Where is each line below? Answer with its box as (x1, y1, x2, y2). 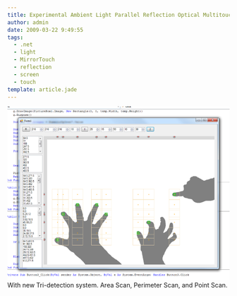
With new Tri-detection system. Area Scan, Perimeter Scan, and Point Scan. (7, 280, 228, 289)
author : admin (7, 18, 49, 26)
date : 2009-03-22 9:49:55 (7, 26, 83, 33)
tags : (7, 34, 23, 41)
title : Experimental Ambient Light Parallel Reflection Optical (7, 11, 200, 18)
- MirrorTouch (13, 57, 55, 64)
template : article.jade (7, 85, 78, 93)
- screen (13, 71, 39, 78)
